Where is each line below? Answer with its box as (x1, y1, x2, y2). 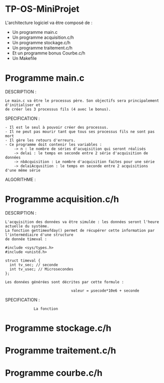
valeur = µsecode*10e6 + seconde (71, 288, 139, 293)
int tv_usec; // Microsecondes (9, 267, 74, 272)
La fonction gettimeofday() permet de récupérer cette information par (5, 228, 155, 233)
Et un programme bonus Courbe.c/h (12, 50, 85, 56)
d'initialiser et (5, 102, 41, 108)
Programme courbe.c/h (5, 367, 103, 379)
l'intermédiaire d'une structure (5, 232, 74, 237)
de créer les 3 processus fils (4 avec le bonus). (5, 107, 111, 111)
